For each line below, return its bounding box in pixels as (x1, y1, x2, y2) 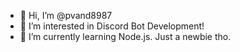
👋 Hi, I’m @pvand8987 (19, 10, 113, 21)
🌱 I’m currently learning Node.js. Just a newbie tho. (19, 31, 232, 42)
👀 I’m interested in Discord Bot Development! (19, 20, 205, 32)
